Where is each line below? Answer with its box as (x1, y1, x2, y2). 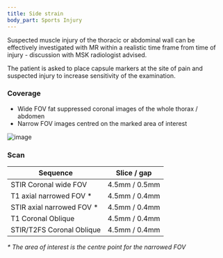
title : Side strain (7, 10, 64, 17)
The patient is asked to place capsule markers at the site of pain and (7, 64, 204, 72)
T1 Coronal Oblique (10, 213, 75, 223)
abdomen (17, 112, 45, 120)
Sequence (38, 168, 73, 178)
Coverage (7, 88, 42, 98)
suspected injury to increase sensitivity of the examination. (7, 71, 176, 80)
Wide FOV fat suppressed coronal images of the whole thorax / (17, 104, 198, 113)
